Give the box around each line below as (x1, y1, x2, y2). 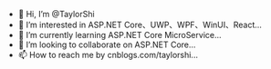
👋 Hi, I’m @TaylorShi (17, 9, 95, 19)
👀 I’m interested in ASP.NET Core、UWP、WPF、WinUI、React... (17, 19, 263, 30)
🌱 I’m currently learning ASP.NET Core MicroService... (17, 30, 222, 40)
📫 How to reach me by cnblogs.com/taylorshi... (17, 50, 199, 60)
